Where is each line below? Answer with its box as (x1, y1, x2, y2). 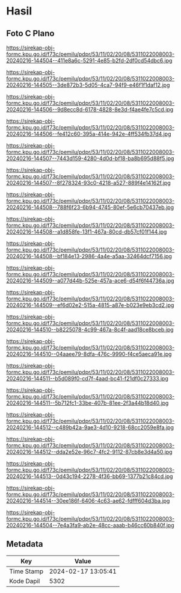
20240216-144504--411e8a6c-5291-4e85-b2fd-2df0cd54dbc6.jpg (6, 57, 173, 64)
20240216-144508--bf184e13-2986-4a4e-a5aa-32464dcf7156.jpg (6, 253, 173, 259)
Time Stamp (9, 567, 44, 576)
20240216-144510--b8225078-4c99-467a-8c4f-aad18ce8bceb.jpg (6, 326, 174, 333)
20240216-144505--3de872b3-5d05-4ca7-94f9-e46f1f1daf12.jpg (6, 81, 170, 88)
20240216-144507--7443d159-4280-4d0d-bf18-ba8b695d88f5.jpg (6, 155, 174, 162)
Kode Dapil (9, 577, 40, 585)
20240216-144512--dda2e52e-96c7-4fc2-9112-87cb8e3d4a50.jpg (6, 449, 173, 455)
